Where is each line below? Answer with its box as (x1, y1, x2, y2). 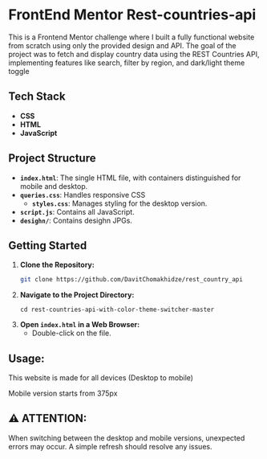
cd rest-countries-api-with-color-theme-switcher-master (19, 305, 215, 314)
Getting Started (8, 239, 87, 252)
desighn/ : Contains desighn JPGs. (19, 215, 132, 225)
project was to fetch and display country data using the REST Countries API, (8, 49, 260, 59)
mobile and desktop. (19, 181, 88, 191)
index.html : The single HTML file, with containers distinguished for (19, 173, 241, 182)
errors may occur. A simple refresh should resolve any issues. (8, 441, 212, 451)
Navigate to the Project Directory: (19, 290, 135, 300)
